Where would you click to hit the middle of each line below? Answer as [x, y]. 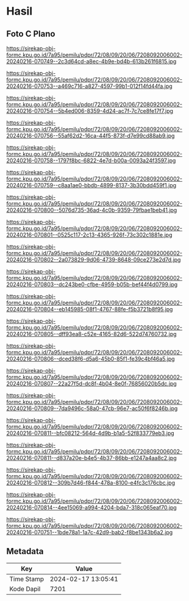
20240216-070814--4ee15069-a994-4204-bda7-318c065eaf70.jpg [91, 507]
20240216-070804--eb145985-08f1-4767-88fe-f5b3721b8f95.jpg [90, 309]
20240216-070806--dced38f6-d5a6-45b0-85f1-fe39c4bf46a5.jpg [91, 359]
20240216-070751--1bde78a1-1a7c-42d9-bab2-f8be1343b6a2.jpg [90, 532]
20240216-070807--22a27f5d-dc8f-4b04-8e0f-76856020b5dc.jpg [91, 383]
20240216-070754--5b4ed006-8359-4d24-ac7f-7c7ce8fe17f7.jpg [90, 111]
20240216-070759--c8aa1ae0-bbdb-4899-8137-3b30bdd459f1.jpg [91, 185]
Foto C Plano [31, 34]
